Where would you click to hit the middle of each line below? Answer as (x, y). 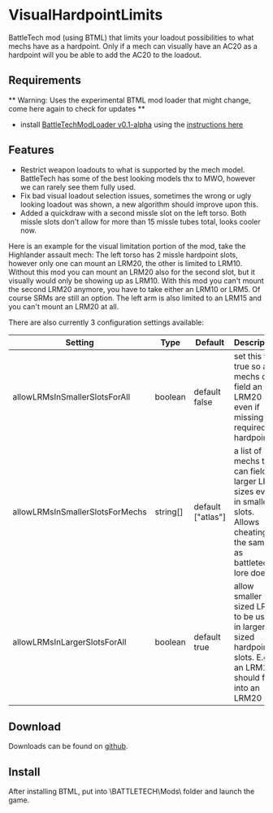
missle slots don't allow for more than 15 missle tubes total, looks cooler (141, 221)
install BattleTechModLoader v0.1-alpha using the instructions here (132, 125)
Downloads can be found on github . (68, 746)
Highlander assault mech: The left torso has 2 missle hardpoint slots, (123, 255)
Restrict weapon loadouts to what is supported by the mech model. (132, 169)
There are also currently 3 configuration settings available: (106, 322)
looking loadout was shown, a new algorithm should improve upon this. (139, 204)
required (250, 427)
